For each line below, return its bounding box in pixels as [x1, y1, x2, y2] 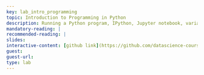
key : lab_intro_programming [6, 8, 78, 15]
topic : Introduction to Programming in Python [6, 15, 126, 21]
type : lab [6, 59, 32, 65]
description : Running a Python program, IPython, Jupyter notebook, [6, 20, 183, 26]
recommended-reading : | [6, 31, 67, 37]
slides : [6, 37, 26, 43]
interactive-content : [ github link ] [6, 43, 99, 49]
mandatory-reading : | [6, 25, 61, 32]
